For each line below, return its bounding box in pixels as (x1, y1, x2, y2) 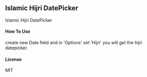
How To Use (5, 28, 31, 34)
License (5, 56, 22, 62)
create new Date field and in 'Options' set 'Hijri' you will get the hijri (5, 40, 143, 46)
